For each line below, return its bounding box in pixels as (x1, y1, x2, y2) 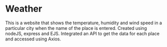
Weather (5, 3, 42, 15)
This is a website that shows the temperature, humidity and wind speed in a (5, 20, 162, 26)
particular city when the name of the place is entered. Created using (5, 25, 147, 31)
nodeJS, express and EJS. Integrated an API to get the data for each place (5, 30, 160, 36)
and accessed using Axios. (5, 36, 62, 42)
